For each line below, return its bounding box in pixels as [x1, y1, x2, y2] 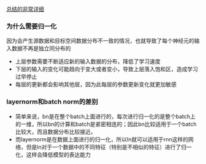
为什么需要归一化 [6, 22, 57, 31]
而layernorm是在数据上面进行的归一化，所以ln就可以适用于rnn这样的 [15, 135, 189, 143]
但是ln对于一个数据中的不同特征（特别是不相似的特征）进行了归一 [26, 143, 192, 151]
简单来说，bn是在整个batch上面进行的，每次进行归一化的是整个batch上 [15, 113, 196, 120]
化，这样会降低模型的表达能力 [15, 151, 91, 158]
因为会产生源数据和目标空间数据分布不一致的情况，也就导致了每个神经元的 [6, 37, 194, 45]
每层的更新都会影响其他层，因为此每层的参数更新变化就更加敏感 [15, 81, 177, 88]
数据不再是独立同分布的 [11, 45, 71, 52]
